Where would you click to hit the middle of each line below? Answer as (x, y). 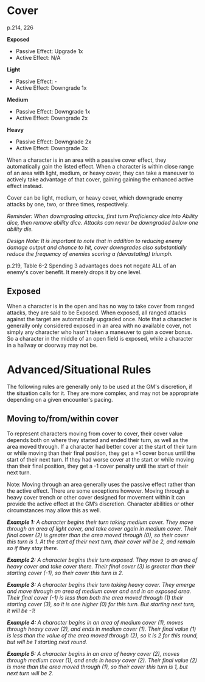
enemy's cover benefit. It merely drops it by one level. (74, 272)
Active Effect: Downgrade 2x (52, 118)
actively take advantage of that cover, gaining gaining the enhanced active (100, 179)
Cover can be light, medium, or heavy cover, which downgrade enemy (95, 198)
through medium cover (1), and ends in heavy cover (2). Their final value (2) (102, 660)
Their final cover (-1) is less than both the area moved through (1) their (95, 597)
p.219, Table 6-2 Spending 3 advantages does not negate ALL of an (92, 266)
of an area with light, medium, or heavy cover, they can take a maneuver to (101, 173)
